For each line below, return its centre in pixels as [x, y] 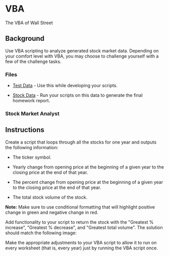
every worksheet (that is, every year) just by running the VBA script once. [81, 248]
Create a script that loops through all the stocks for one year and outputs [81, 142]
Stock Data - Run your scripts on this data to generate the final [77, 95]
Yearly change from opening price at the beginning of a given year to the [88, 167]
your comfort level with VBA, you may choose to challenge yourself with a [82, 56]
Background [25, 39]
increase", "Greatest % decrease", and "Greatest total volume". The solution [84, 227]
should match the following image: [41, 233]
